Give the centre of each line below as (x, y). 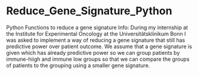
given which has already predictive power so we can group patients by (93, 52)
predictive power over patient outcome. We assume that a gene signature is (99, 46)
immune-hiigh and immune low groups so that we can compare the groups (98, 59)
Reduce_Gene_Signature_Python (89, 11)
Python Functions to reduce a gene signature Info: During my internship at (97, 27)
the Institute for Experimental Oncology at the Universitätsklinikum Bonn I (96, 33)
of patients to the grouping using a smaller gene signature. (78, 65)
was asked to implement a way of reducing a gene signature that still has (96, 40)
